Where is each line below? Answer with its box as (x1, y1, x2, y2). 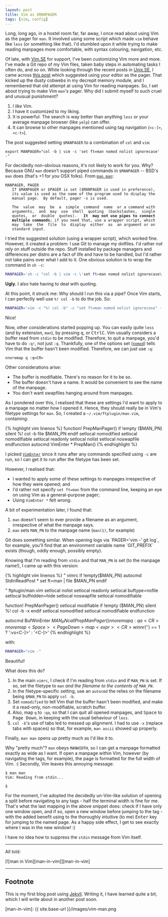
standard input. (11, 227, 46, 232)
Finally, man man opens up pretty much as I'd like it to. (5, 735, 114, 741)
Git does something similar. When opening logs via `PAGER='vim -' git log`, (5, 537, 159, 543)
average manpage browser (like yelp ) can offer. (12, 119, 111, 125)
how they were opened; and (12, 481, 70, 487)
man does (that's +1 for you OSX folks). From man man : (5, 173, 114, 179)
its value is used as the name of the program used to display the (11, 192, 155, 197)
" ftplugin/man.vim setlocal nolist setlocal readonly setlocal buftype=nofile (5, 587, 158, 593)
